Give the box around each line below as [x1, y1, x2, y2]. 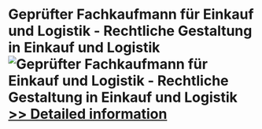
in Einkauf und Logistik [8, 39, 161, 56]
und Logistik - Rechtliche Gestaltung [8, 22, 253, 40]
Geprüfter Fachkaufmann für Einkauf [8, 5, 254, 23]
